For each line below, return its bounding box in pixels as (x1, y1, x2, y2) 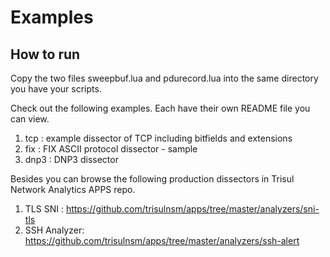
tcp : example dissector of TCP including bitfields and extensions (24, 132, 293, 144)
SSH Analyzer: (24, 224, 85, 236)
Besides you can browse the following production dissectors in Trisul (10, 173, 295, 185)
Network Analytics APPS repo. (10, 184, 136, 195)
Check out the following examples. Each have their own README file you (10, 102, 311, 114)
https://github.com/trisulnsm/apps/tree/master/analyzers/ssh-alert (24, 235, 300, 246)
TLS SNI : (24, 203, 64, 215)
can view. (10, 113, 50, 125)
